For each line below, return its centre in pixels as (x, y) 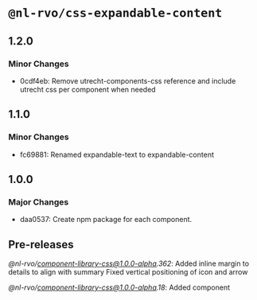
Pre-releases (41, 244)
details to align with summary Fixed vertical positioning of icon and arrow (128, 272)
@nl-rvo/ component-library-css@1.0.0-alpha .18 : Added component (119, 287)
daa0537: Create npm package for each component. (106, 220)
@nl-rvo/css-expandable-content (115, 13)
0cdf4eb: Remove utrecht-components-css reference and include (128, 80)
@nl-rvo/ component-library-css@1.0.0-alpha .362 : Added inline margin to (128, 263)
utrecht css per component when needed (88, 89)
